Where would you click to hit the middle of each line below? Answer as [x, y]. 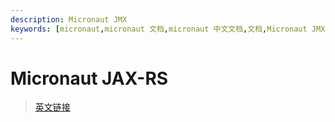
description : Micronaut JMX [69, 19]
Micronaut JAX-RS [89, 78]
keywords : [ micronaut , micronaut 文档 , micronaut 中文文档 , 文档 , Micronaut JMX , [170, 29]
